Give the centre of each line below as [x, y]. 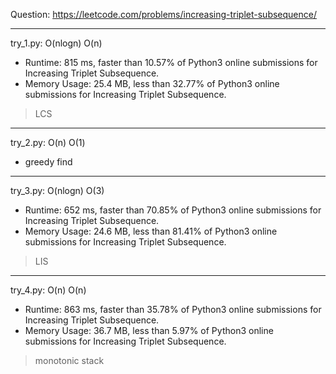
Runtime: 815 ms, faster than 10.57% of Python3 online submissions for [171, 62]
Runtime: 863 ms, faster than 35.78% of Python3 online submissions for [173, 309]
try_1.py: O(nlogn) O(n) [56, 43]
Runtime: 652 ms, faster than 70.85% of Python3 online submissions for [173, 210]
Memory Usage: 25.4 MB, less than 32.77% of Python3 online [152, 83]
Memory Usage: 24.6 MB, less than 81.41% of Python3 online [151, 231]
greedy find [48, 162]
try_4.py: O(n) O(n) [48, 290]
